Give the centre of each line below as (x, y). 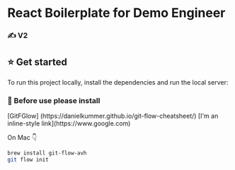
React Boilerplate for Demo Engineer (116, 13)
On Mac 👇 (22, 138)
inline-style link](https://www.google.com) (69, 123)
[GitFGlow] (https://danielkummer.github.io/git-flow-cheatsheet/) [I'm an (113, 116)
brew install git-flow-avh (47, 153)
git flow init (28, 160)
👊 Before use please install (54, 100)
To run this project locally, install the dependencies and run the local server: (118, 82)
